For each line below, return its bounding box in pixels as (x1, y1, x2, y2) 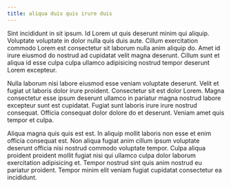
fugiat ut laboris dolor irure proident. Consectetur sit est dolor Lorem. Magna (7, 86, 225, 95)
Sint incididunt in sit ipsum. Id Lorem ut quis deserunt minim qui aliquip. (7, 29, 210, 37)
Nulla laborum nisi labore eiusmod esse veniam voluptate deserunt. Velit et (7, 79, 219, 87)
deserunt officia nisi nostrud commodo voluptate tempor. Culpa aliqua (7, 144, 205, 152)
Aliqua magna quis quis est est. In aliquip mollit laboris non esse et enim (7, 129, 212, 137)
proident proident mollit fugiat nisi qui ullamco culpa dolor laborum (7, 151, 197, 159)
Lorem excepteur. (7, 66, 57, 74)
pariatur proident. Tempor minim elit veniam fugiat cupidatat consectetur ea (7, 166, 222, 174)
